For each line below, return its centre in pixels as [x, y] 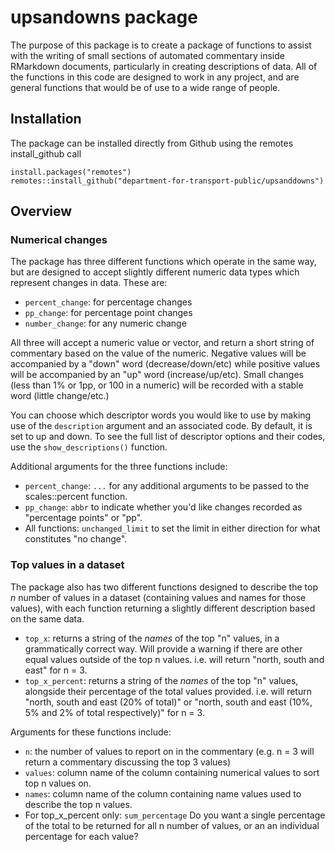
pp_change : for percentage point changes [108, 313]
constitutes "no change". [76, 539]
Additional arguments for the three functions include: [119, 467]
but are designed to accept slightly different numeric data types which [155, 272]
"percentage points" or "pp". [83, 518]
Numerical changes [59, 240]
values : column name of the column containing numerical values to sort [172, 772]
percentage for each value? [81, 836]
